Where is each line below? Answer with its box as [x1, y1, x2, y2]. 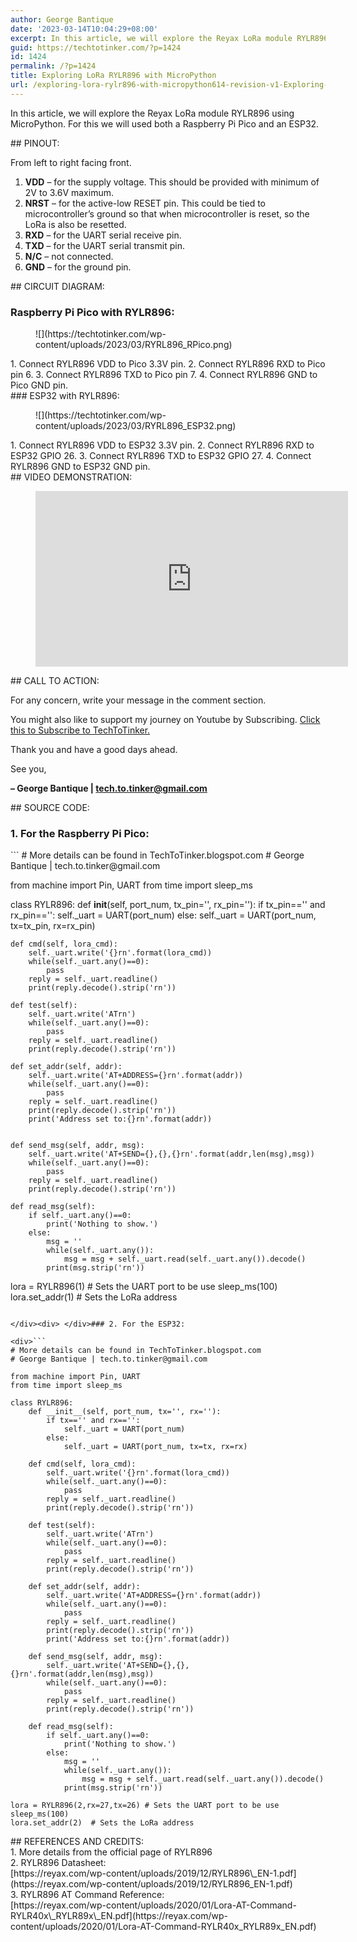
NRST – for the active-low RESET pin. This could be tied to [24, 197, 266, 209]
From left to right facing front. [10, 156, 132, 168]
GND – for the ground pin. [24, 261, 132, 273]
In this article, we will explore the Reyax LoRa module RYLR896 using [10, 107, 295, 119]
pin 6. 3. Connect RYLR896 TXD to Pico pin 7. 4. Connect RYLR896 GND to [10, 369, 318, 381]
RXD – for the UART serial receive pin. [24, 229, 182, 241]
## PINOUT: [10, 137, 60, 149]
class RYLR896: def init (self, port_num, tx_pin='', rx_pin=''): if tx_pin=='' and [10, 899, 326, 911]
